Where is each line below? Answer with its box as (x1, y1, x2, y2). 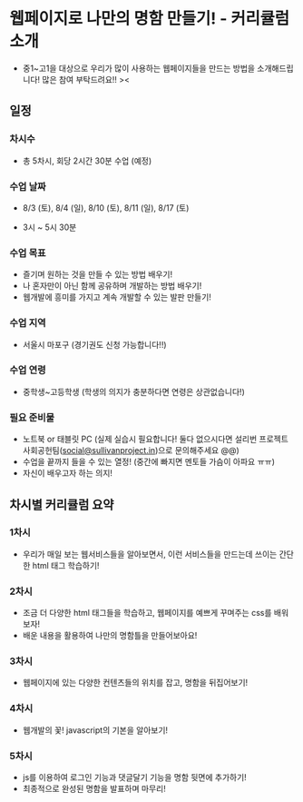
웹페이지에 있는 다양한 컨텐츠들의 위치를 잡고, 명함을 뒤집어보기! (22, 678, 249, 688)
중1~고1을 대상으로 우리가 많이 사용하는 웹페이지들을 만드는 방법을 (22, 63, 256, 74)
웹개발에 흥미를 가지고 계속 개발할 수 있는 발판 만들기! (22, 292, 211, 302)
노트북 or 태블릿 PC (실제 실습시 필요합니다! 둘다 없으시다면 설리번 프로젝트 (22, 433, 288, 445)
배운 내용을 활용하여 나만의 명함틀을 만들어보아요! (22, 630, 198, 641)
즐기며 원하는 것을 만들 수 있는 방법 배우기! (22, 269, 173, 280)
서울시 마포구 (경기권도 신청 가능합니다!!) (22, 339, 167, 350)
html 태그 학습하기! (32, 559, 100, 570)
